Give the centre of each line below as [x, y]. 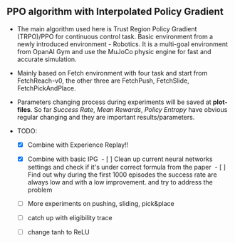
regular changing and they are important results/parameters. [106, 117]
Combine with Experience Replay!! [78, 145]
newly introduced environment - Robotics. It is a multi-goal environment [122, 44]
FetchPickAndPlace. [46, 88]
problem [40, 190]
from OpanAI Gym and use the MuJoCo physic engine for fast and [114, 51]
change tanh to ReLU [58, 232]
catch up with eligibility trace [70, 218]
